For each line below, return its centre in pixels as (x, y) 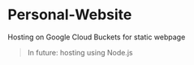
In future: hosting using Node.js (80, 52)
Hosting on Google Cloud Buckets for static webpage (97, 37)
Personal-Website (70, 15)
